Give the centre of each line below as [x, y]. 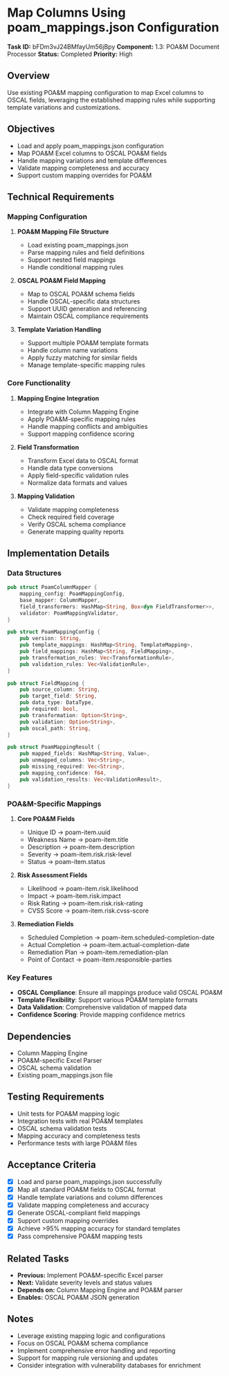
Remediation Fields [45, 924]
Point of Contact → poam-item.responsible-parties [100, 959]
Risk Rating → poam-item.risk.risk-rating [85, 903]
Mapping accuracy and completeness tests [79, 1136]
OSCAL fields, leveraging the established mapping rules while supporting [111, 100]
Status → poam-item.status [66, 861]
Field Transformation [48, 447]
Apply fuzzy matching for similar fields [82, 358]
